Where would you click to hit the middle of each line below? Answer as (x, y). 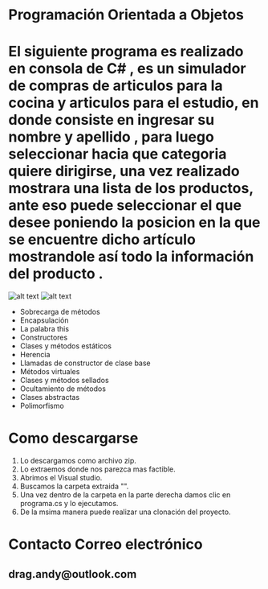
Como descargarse (73, 438)
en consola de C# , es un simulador (127, 69)
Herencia (35, 355)
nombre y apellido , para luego (111, 137)
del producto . (56, 274)
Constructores (44, 338)
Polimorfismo (42, 406)
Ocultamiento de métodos (63, 389)
